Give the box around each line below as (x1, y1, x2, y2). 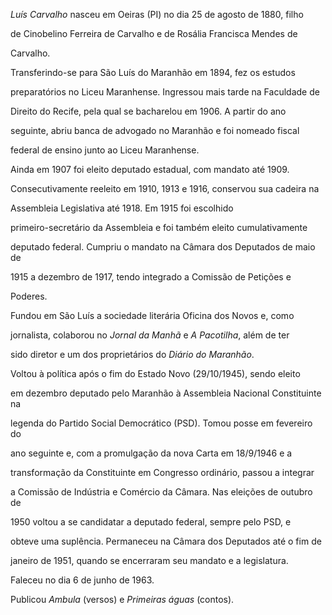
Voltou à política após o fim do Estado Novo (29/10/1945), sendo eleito (10, 368, 301, 379)
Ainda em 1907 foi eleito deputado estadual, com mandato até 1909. (10, 164, 290, 175)
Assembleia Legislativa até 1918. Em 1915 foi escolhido (10, 202, 234, 214)
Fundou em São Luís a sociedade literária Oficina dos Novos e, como (10, 310, 295, 321)
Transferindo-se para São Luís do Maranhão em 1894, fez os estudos (10, 67, 296, 78)
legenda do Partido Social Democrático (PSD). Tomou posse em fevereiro (10, 417, 313, 429)
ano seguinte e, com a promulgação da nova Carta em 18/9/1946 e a (10, 447, 293, 459)
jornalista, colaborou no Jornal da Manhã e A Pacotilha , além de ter (10, 329, 290, 341)
